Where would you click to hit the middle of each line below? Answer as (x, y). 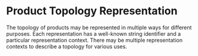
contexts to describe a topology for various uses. (67, 46)
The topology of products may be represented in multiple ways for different (99, 27)
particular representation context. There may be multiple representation (95, 40)
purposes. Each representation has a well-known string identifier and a (94, 33)
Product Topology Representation (92, 11)
